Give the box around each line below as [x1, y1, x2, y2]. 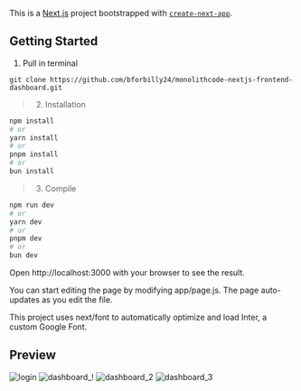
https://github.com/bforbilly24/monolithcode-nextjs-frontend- [49, 75, 294, 84]
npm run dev [9, 200, 54, 209]
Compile [44, 182, 77, 193]
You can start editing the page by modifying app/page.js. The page [9, 284, 259, 296]
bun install [9, 167, 54, 176]
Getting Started [9, 33, 99, 49]
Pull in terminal [22, 58, 79, 69]
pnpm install [9, 150, 59, 159]
